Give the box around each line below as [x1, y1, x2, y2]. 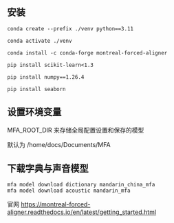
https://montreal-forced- [20, 200, 91, 209]
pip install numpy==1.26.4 [7, 73, 85, 81]
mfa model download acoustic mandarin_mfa [7, 187, 131, 195]
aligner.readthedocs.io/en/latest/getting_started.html [7, 208, 157, 216]
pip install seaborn [7, 86, 67, 93]
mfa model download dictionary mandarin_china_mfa [7, 182, 155, 188]
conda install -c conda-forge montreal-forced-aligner [7, 49, 168, 57]
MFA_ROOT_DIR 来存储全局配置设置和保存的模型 [7, 126, 144, 134]
